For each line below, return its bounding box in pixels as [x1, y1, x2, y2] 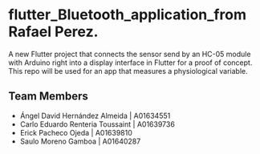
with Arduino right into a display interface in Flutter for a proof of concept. [8, 58, 253, 67]
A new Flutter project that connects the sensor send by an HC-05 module [8, 49, 251, 59]
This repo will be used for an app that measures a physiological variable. [8, 66, 249, 75]
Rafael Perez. [8, 22, 99, 41]
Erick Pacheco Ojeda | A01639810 [19, 128, 132, 137]
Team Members [8, 90, 88, 103]
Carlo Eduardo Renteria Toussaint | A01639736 [19, 119, 175, 129]
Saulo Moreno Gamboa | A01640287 [19, 136, 141, 146]
